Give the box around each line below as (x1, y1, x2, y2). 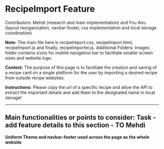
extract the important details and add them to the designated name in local (5, 89, 155, 95)
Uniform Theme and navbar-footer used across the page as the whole (5, 134, 150, 140)
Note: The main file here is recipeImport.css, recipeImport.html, (5, 39, 133, 45)
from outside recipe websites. (5, 75, 65, 81)
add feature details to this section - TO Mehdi (5, 121, 145, 129)
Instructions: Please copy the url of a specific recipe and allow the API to (5, 84, 153, 90)
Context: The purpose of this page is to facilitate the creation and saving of (5, 64, 157, 70)
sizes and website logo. (5, 55, 53, 61)
